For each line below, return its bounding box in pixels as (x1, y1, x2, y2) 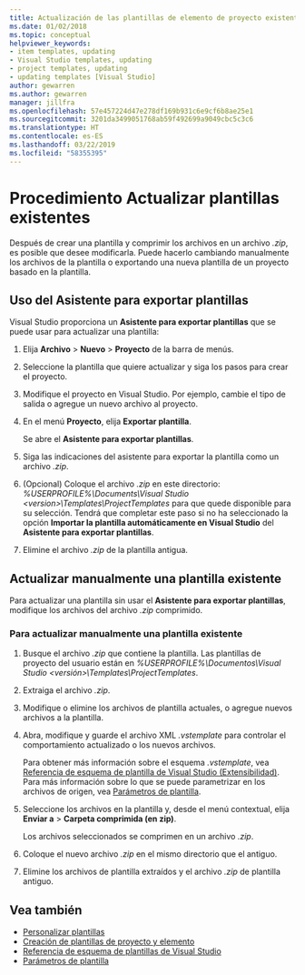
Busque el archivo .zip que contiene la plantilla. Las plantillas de (22, 648, 261, 659)
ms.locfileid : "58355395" (9, 148, 107, 157)
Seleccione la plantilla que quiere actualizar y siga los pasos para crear (22, 361, 289, 373)
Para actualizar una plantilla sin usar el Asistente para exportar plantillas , (9, 595, 286, 606)
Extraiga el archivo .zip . (22, 685, 111, 696)
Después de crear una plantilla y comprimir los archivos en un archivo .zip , (9, 237, 289, 248)
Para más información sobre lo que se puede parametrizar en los (22, 777, 266, 788)
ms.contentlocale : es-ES (9, 132, 103, 141)
